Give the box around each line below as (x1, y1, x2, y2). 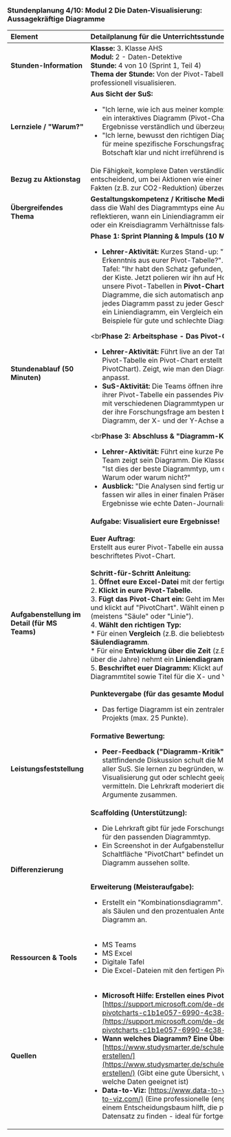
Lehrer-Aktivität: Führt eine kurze (102, 447, 214, 456)
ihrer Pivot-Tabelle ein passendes (102, 390, 212, 400)
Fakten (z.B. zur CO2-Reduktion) (90, 183, 198, 193)
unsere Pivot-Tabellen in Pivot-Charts (102, 281, 228, 291)
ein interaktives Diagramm (102, 113, 187, 123)
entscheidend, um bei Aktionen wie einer (90, 174, 222, 184)
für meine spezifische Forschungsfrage (102, 139, 230, 149)
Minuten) (10, 373, 41, 383)
